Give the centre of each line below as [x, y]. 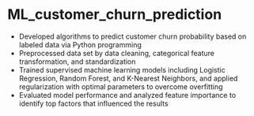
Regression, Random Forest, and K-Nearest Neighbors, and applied [128, 78]
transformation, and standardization [77, 62]
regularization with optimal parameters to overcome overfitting [121, 86]
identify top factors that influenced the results [93, 103]
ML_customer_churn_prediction [115, 15]
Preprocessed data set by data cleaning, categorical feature [117, 53]
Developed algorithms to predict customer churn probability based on [133, 36]
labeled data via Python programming [80, 44]
